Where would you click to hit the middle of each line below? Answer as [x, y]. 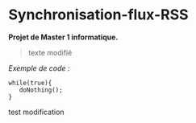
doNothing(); [41, 90]
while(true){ [30, 83]
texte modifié [50, 52]
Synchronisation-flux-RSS [98, 15]
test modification [36, 112]
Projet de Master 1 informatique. [63, 37]
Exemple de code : [39, 68]
